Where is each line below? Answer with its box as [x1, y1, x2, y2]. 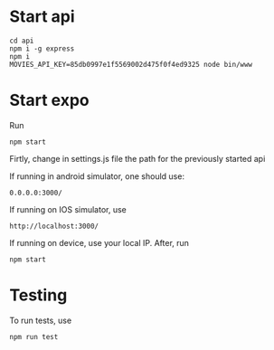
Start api [9, 6, 75, 27]
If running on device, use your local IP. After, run [9, 237, 190, 248]
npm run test [9, 332, 59, 341]
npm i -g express [9, 43, 75, 53]
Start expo [9, 90, 90, 110]
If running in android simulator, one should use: [9, 170, 185, 182]
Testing [9, 285, 68, 306]
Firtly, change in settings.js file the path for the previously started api [9, 153, 266, 164]
